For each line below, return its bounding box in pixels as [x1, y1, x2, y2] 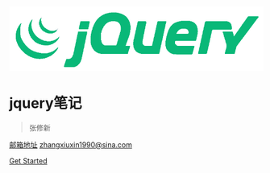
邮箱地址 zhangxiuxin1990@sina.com [9, 140, 132, 150]
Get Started [9, 156, 48, 166]
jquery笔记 [9, 94, 83, 113]
